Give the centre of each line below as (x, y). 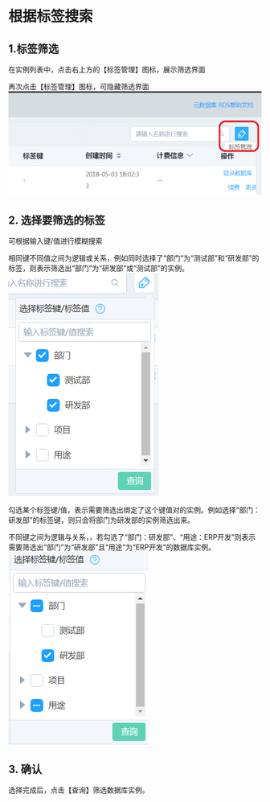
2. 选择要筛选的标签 (57, 220)
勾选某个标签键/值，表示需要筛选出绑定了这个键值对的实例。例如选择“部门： (135, 510)
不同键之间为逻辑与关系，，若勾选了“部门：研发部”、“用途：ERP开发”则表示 (132, 537)
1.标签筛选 (34, 49)
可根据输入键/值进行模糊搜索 (55, 241)
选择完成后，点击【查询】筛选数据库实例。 (79, 790)
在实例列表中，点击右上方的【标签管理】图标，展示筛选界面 (107, 70)
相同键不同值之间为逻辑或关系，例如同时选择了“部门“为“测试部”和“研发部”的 (134, 258)
